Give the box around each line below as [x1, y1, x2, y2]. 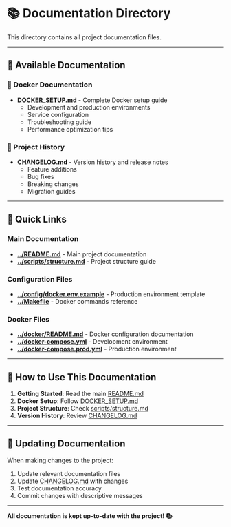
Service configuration [27, 110, 89, 118]
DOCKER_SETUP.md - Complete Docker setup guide [16, 96, 168, 104]
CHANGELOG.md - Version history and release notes [16, 158, 168, 166]
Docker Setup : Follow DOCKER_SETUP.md [16, 397, 139, 405]
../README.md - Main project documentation [16, 249, 147, 258]
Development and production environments [27, 103, 151, 111]
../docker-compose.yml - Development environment [16, 338, 168, 346]
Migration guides [27, 187, 76, 195]
